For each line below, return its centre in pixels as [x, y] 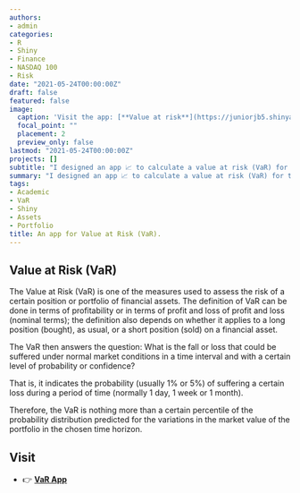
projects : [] [33, 159]
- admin [24, 26]
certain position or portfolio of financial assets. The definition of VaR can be [148, 302]
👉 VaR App [45, 479]
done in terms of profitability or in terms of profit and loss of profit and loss [147, 310]
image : [21, 109]
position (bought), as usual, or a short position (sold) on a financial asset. [144, 330]
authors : [25, 17]
